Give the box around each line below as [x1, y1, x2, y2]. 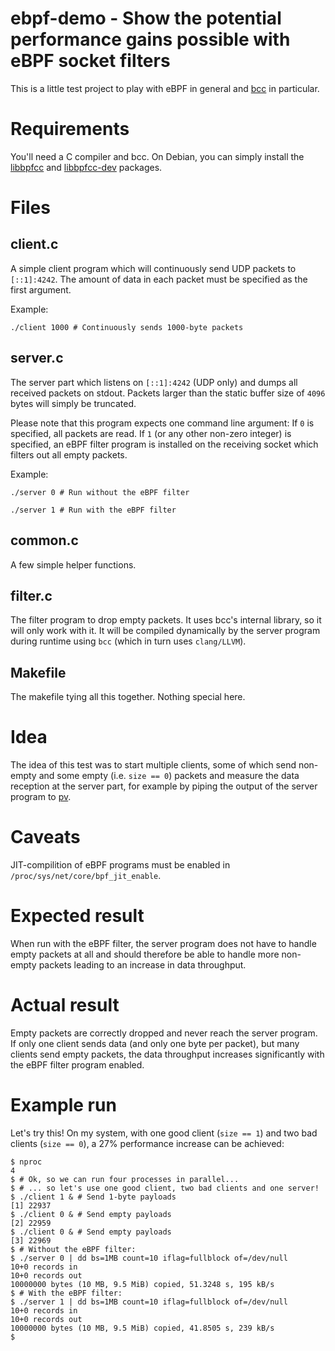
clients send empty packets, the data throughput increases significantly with [10, 1048, 325, 1060]
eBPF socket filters [10, 50, 171, 72]
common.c [10, 532, 79, 549]
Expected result [10, 905, 145, 927]
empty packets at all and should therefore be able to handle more [10, 948, 280, 960]
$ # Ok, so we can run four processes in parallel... [10, 1174, 240, 1184]
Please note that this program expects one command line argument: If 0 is [10, 417, 315, 429]
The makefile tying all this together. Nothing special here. [10, 691, 246, 703]
